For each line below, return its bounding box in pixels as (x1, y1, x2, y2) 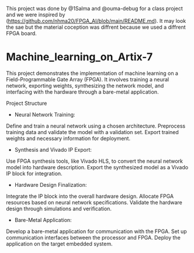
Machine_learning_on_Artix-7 (6, 50, 153, 64)
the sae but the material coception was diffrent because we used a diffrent (6, 23, 186, 30)
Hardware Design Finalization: (14, 181, 87, 188)
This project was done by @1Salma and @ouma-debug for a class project (6, 5, 183, 12)
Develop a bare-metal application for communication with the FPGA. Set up (6, 228, 187, 235)
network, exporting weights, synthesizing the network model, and (6, 82, 164, 89)
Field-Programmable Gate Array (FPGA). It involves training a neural (6, 76, 169, 83)
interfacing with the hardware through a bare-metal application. (6, 88, 159, 95)
